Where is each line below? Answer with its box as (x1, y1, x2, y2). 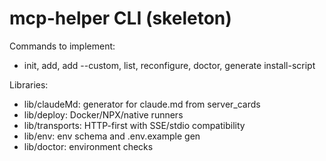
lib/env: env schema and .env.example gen (23, 130, 201, 142)
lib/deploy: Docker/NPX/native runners (23, 108, 184, 121)
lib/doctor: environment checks (23, 140, 154, 152)
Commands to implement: (9, 40, 116, 52)
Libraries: (9, 78, 49, 91)
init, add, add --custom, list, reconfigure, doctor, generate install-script (23, 59, 316, 71)
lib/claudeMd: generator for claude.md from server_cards (23, 98, 261, 110)
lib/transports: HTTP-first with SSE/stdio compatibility (23, 119, 246, 131)
